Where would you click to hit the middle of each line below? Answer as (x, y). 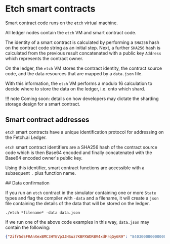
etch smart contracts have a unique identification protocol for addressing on (84, 132)
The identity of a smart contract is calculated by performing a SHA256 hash (82, 42)
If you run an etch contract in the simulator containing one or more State (81, 192)
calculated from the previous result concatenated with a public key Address (83, 53)
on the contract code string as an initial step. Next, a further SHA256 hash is (83, 47)
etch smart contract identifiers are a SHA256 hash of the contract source (81, 147)
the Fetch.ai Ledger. (26, 137)
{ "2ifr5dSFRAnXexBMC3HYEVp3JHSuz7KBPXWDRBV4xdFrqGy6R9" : (67, 236)
